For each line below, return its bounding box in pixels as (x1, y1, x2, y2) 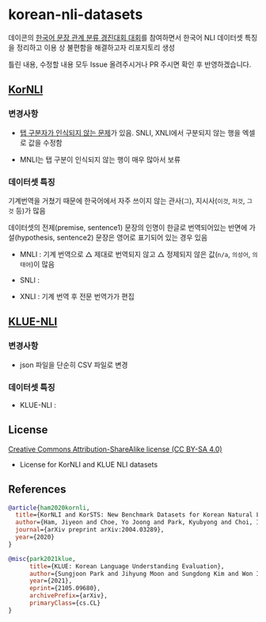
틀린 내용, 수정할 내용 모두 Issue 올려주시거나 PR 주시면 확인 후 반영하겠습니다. (8, 60, 252, 69)
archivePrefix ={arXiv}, (28, 592, 108, 600)
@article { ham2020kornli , (8, 504, 90, 512)
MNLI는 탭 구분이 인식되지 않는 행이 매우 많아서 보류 (19, 155, 180, 164)
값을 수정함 (28, 137, 63, 148)
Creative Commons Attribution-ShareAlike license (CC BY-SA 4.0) (8, 444, 223, 454)
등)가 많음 (15, 205, 46, 215)
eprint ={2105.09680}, (28, 585, 101, 593)
